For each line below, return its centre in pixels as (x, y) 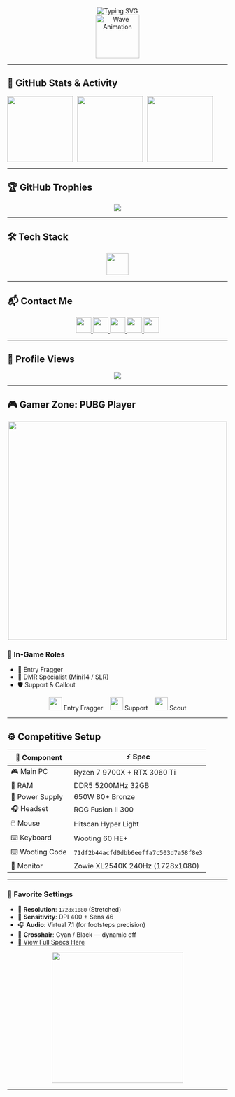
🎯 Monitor (27, 866)
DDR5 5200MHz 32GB (111, 785)
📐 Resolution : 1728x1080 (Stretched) (69, 910)
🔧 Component (39, 758)
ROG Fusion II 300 (104, 810)
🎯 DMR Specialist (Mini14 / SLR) (63, 677)
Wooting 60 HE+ (100, 838)
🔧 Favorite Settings (40, 894)
